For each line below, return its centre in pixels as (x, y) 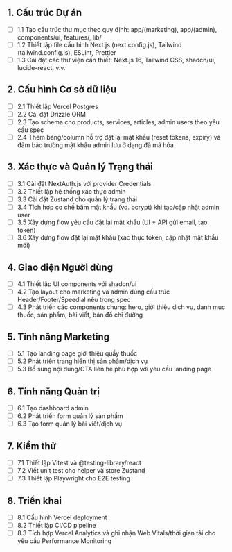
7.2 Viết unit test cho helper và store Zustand (81, 471)
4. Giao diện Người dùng (60, 267)
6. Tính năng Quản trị (54, 391)
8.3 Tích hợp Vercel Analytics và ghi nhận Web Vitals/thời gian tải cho (116, 533)
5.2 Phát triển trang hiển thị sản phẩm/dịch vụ (82, 361)
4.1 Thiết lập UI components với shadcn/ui (77, 284)
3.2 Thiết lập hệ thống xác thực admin (71, 191)
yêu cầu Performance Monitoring (64, 541)
